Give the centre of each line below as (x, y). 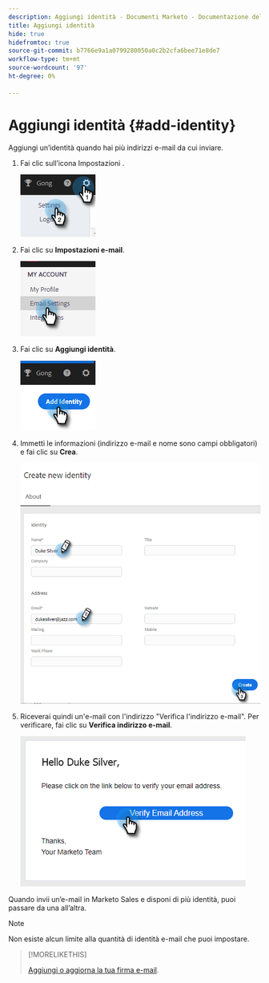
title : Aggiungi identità (51, 25)
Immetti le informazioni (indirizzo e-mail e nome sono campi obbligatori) (139, 443)
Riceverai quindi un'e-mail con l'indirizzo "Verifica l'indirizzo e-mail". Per (139, 716)
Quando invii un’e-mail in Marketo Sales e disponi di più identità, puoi (122, 899)
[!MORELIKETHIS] (57, 954)
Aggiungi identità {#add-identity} (122, 125)
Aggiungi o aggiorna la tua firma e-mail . (93, 969)
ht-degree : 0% (32, 76)
